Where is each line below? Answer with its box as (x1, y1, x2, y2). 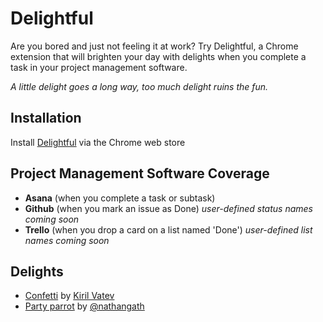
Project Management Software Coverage (10, 165, 270, 182)
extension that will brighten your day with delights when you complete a (10, 50, 307, 62)
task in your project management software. (10, 61, 188, 73)
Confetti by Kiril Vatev (24, 290, 115, 302)
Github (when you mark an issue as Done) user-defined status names (24, 202, 313, 214)
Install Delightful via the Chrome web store (10, 136, 186, 148)
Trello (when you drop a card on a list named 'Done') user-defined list (24, 223, 313, 236)
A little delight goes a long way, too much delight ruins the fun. (10, 80, 269, 92)
